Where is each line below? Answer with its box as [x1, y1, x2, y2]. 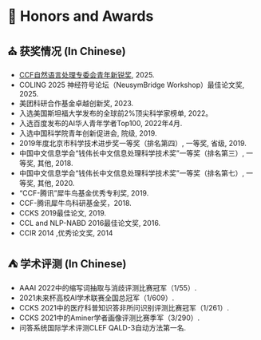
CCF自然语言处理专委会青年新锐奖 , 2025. [18, 70, 155, 79]
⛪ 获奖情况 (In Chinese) [7, 44, 126, 58]
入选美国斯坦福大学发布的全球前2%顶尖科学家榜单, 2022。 [18, 109, 213, 118]
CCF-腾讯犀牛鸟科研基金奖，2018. [18, 199, 132, 208]
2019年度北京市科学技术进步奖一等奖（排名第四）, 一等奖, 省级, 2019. [18, 139, 247, 148]
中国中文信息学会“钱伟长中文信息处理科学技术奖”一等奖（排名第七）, [18, 168, 245, 178]
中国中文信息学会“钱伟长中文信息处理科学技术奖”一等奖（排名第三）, [18, 148, 245, 158]
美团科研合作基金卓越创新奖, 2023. [18, 99, 134, 108]
